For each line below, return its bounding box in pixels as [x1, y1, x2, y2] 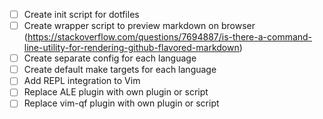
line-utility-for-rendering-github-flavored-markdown [23, 42, 240, 54]
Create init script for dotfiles [23, 9, 140, 20]
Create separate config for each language [23, 52, 197, 64]
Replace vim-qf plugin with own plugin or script [23, 97, 220, 109]
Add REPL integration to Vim [23, 75, 141, 87]
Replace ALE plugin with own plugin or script [23, 86, 209, 98]
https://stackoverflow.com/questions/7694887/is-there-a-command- [27, 31, 313, 43]
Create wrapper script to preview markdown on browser [23, 20, 256, 32]
